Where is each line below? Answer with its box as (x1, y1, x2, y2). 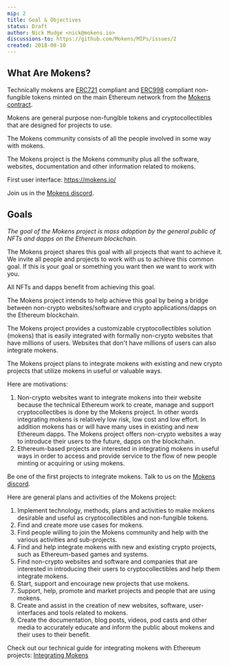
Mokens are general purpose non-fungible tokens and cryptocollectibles (7, 113, 212, 122)
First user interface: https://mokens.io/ (7, 175, 116, 184)
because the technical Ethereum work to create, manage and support (17, 400, 215, 409)
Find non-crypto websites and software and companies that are (17, 557, 198, 566)
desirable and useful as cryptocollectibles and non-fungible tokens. (17, 513, 209, 522)
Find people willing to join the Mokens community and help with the (17, 528, 208, 536)
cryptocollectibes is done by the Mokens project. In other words (17, 408, 199, 416)
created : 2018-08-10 (7, 42, 67, 49)
